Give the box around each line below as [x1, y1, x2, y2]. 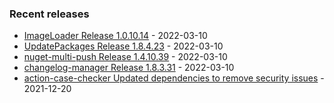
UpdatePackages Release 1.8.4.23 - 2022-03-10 [23, 40, 224, 52]
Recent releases [9, 7, 90, 21]
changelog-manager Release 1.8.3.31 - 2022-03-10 [23, 62, 235, 74]
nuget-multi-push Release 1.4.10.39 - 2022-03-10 [23, 51, 228, 63]
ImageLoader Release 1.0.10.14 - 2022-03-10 [23, 30, 208, 42]
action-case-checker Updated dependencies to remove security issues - [23, 72, 325, 84]
